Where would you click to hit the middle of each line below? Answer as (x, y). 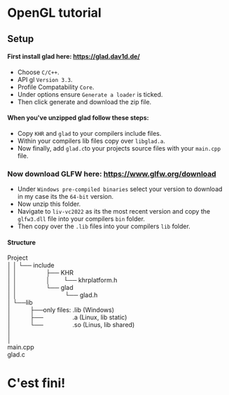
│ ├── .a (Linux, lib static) (67, 317)
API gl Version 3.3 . (45, 79)
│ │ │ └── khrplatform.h (62, 280)
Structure (22, 242)
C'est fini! (36, 383)
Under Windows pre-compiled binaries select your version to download (120, 189)
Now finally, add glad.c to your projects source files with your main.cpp (119, 148)
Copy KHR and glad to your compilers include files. (89, 133)
